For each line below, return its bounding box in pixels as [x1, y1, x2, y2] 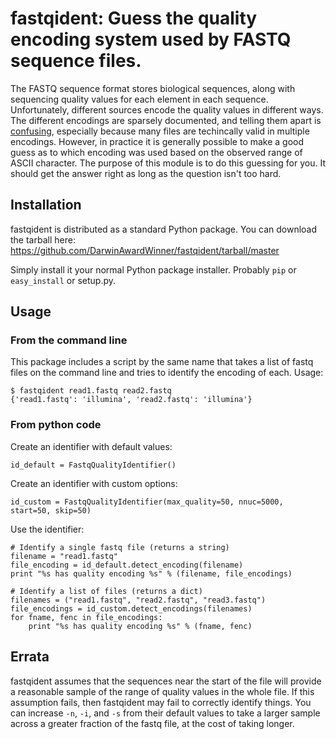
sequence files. [10, 50, 142, 72]
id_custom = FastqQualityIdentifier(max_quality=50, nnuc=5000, [10, 497, 284, 507]
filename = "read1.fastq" [10, 551, 118, 561]
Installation [10, 197, 82, 214]
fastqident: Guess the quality [10, 7, 258, 30]
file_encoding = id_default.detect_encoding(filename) [10, 560, 244, 570]
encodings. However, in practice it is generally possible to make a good [10, 135, 305, 147]
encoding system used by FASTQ [10, 28, 292, 51]
